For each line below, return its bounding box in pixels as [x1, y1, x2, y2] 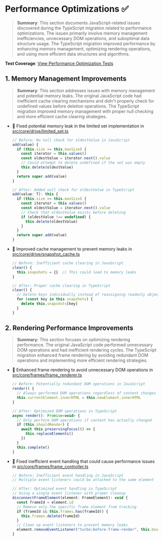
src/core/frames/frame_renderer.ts [12, 372, 82, 378]
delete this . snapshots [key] [21, 301, 78, 306]
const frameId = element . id [17, 499, 74, 505]
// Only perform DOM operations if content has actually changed [17, 417, 152, 423]
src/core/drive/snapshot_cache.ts [12, 251, 80, 257]
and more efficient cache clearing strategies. [17, 113, 107, 119]
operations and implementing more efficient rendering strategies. [17, 357, 148, 363]
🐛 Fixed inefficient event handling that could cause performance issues [12, 458, 155, 464]
